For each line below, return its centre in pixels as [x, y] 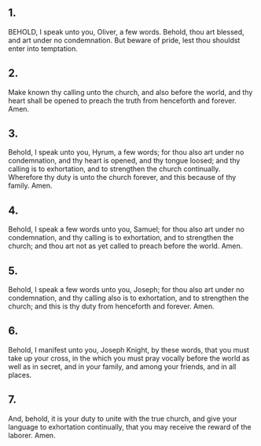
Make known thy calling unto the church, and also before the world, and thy [130, 92]
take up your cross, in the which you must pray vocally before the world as [129, 358]
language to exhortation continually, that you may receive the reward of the [130, 426]
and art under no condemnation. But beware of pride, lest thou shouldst [124, 40]
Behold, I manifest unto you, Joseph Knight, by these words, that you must [129, 349]
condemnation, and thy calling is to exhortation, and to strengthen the [121, 238]
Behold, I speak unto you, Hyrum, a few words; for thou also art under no [126, 152]
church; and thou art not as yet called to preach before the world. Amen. [125, 246]
